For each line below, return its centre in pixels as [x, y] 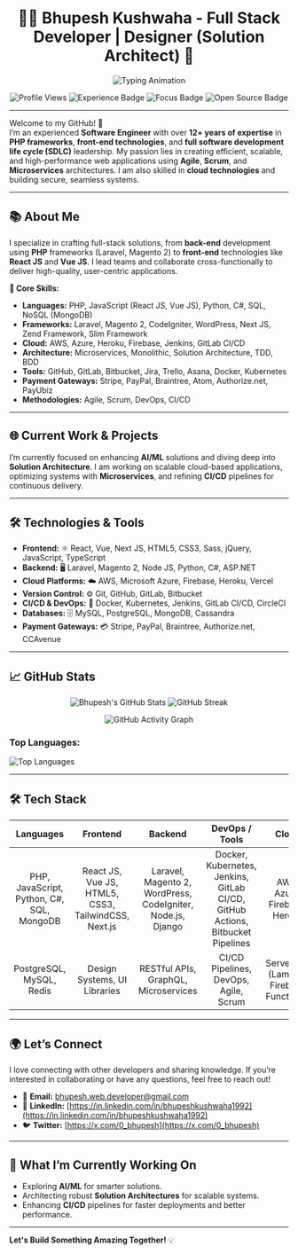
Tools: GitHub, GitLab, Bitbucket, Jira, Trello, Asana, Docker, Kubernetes [154, 371]
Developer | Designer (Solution [149, 37]
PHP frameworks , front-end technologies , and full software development [147, 142]
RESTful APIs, [168, 968]
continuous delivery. [47, 485]
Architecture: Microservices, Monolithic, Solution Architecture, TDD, [147, 352]
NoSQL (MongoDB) [57, 315]
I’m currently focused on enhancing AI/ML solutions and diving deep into [143, 457]
